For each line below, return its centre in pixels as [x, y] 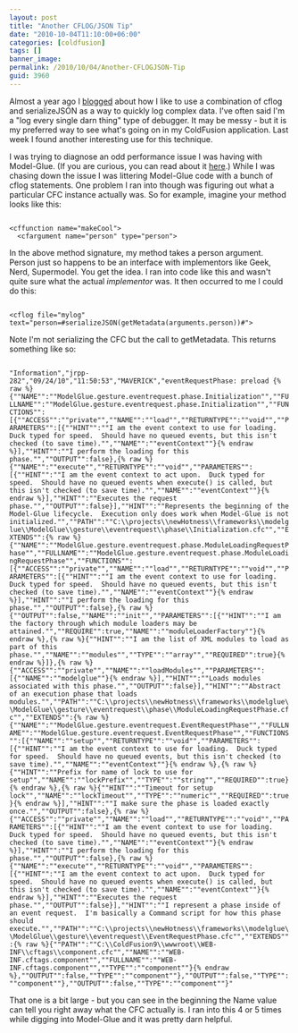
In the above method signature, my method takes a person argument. [137, 252]
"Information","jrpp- [50, 373]
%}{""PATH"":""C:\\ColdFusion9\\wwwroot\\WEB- [129, 944]
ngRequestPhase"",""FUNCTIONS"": [71, 561]
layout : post [33, 17]
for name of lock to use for [139, 772]
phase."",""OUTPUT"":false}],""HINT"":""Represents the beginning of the [149, 506]
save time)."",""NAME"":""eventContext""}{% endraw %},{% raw [127, 764]
